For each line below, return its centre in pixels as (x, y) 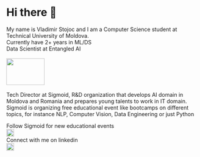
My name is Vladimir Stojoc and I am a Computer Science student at (92, 29)
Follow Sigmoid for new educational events (60, 126)
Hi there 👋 (31, 12)
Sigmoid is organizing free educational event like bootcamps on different (98, 107)
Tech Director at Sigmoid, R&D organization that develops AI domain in (95, 94)
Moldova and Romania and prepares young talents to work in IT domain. (97, 101)
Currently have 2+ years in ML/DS (49, 42)
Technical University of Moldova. (48, 35)
